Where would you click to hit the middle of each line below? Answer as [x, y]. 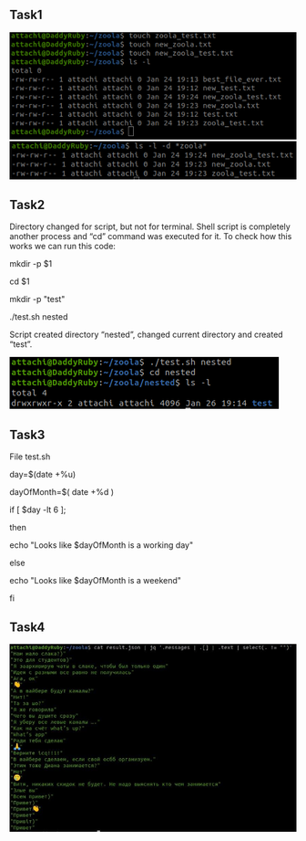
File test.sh [30, 457]
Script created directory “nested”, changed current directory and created [147, 335]
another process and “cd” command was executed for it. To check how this [151, 237]
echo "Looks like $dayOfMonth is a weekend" [96, 581]
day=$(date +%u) [43, 475]
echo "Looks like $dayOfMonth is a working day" [102, 545]
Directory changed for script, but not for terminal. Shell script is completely [150, 226]
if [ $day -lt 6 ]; [38, 510]
